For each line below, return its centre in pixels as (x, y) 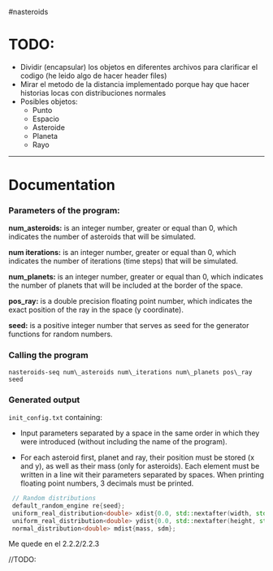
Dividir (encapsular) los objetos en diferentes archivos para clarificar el (139, 67)
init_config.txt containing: (56, 417)
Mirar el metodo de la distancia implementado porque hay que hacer (135, 84)
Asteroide (48, 127)
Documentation (62, 185)
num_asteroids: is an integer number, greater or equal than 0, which (123, 228)
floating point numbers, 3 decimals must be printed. (107, 483)
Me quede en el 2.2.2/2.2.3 (54, 544)
